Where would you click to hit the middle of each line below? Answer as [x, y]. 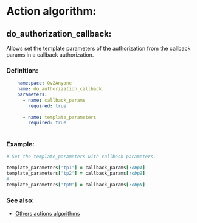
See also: [20, 200]
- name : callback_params [54, 100]
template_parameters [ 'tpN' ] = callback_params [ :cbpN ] [76, 185]
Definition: [22, 70]
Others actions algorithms [47, 214]
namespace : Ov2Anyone [44, 83]
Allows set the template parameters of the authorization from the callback [98, 48]
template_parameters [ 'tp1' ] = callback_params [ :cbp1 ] [76, 168]
